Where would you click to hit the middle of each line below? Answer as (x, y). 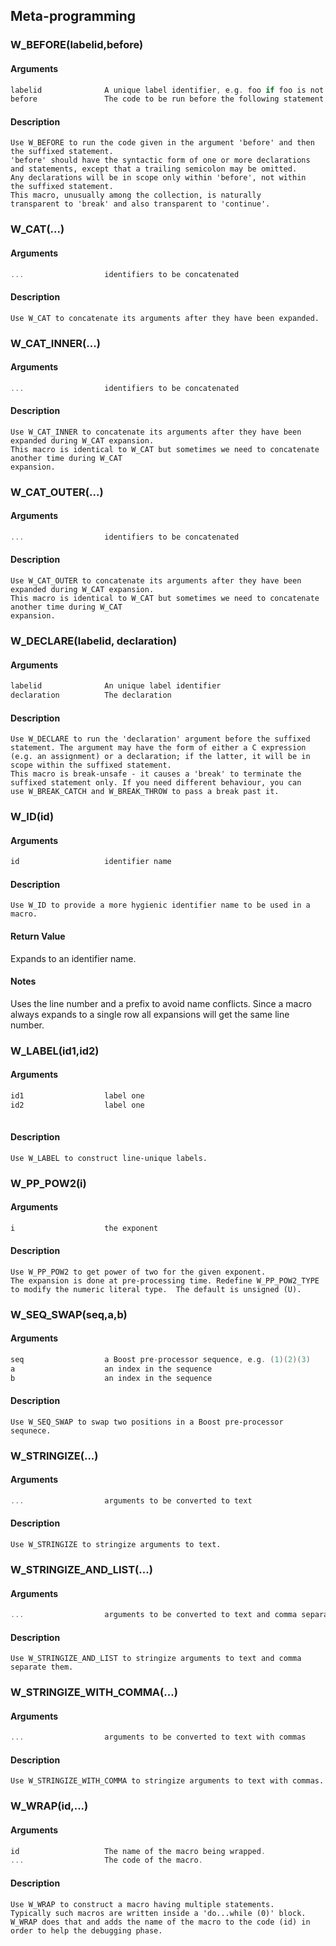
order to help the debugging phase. (86, 1930)
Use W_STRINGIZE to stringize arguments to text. (116, 1545)
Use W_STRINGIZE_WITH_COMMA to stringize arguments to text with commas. (167, 1781)
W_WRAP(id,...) (49, 1806)
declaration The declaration (91, 695)
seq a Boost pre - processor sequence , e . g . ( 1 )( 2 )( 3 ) (160, 1360)
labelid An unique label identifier (116, 686)
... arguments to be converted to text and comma (154, 1615)
